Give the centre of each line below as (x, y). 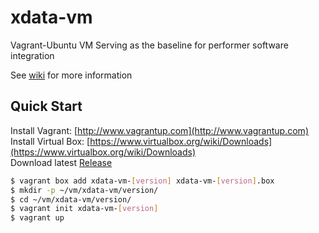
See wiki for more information (71, 75)
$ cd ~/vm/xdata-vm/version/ (71, 199)
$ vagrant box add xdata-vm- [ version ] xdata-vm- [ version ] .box (142, 181)
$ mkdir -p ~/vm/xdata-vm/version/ (84, 190)
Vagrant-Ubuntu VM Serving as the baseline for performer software (149, 45)
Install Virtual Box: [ (50, 141)
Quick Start (46, 106)
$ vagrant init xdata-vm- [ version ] (84, 209)
